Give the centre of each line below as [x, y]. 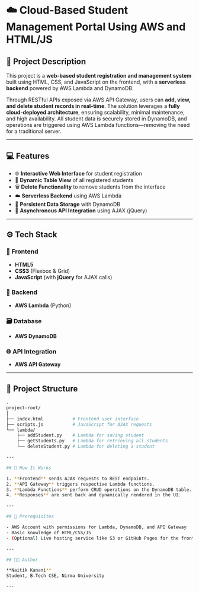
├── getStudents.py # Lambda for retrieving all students [92, 441]
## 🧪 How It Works [29, 468]
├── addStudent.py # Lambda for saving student [81, 435]
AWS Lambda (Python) [43, 305]
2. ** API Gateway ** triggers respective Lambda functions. [81, 484]
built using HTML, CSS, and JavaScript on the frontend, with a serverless [96, 82]
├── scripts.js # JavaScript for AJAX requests [79, 424]
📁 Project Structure [42, 389]
